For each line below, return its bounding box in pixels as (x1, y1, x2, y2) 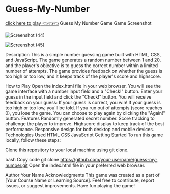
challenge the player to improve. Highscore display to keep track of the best (5, 120, 164, 127)
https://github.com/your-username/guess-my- (60, 156, 158, 163)
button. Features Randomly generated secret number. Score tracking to (5, 115, 155, 121)
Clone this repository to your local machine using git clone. (5, 147, 129, 153)
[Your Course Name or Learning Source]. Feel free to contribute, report (5, 177, 154, 183)
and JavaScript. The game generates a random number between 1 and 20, (5, 57, 161, 63)
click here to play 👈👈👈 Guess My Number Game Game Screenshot (5, 20, 152, 26)
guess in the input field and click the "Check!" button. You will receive (5, 93, 152, 100)
